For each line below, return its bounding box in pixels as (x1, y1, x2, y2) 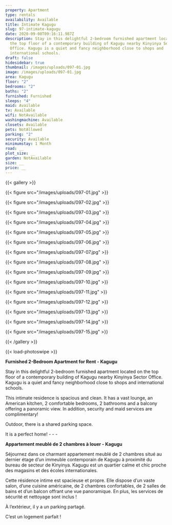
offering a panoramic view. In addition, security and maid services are (5, 405, 153, 411)
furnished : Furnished (5, 93, 52, 99)
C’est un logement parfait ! (5, 513, 61, 519)
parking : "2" (5, 132, 33, 137)
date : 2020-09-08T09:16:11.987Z (5, 31, 74, 36)
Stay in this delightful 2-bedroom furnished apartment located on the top (5, 368, 159, 374)
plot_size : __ (5, 151, 36, 156)
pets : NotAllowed (5, 127, 42, 132)
